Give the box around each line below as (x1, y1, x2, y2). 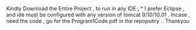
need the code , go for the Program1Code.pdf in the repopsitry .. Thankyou (6, 18, 189, 24)
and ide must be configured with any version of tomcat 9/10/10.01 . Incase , (6, 11, 191, 18)
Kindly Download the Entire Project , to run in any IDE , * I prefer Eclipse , (6, 5, 185, 12)
